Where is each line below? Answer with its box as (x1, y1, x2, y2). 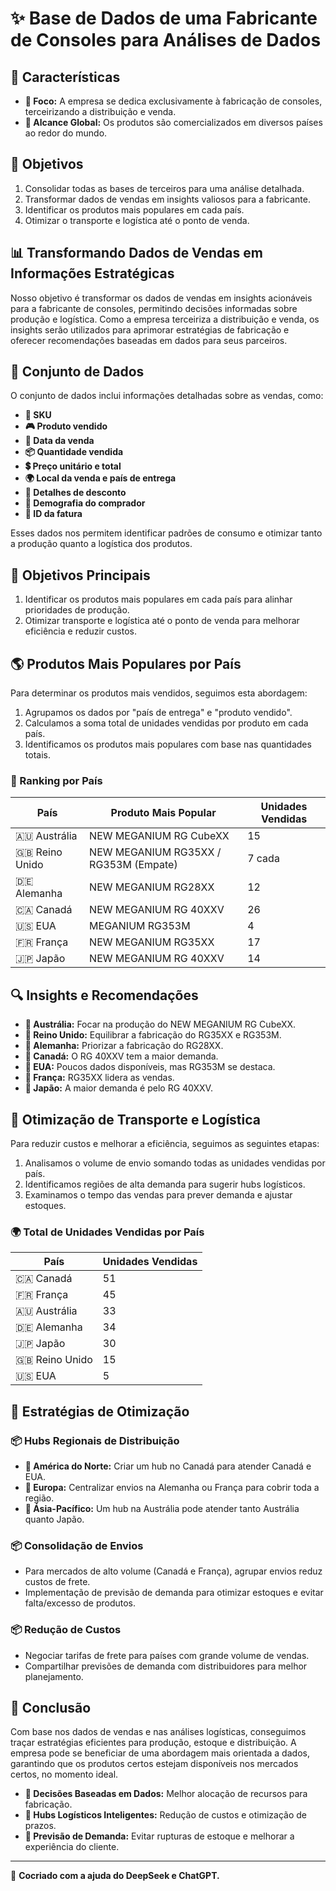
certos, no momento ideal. (10, 1768, 119, 1781)
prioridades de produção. (24, 604, 130, 616)
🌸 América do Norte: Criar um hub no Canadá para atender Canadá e (24, 1460, 312, 1472)
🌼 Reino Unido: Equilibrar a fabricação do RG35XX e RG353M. (24, 1029, 282, 1041)
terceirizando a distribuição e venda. (24, 106, 177, 117)
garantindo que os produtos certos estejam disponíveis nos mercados (10, 1758, 299, 1770)
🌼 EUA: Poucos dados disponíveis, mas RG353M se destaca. (24, 1061, 276, 1073)
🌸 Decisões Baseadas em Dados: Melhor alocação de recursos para (24, 1788, 308, 1800)
